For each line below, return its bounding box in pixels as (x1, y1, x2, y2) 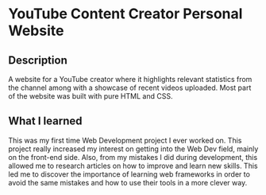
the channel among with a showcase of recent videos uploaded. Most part (8, 83, 252, 92)
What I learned (8, 115, 83, 128)
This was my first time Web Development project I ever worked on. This (8, 135, 242, 145)
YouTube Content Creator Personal (8, 5, 243, 23)
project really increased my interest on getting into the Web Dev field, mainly (8, 144, 259, 154)
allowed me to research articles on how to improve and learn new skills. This (8, 161, 258, 170)
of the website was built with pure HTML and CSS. (8, 92, 173, 100)
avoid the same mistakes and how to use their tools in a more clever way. (8, 177, 248, 187)
